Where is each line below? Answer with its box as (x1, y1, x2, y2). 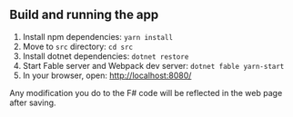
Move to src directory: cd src (22, 41, 134, 52)
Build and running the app (9, 7, 159, 23)
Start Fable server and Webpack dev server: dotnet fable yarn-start (22, 60, 285, 71)
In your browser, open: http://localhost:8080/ (22, 70, 192, 81)
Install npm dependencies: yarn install (22, 31, 174, 42)
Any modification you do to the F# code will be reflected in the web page (9, 87, 283, 98)
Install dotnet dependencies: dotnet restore (22, 50, 189, 62)
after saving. (9, 97, 56, 108)
